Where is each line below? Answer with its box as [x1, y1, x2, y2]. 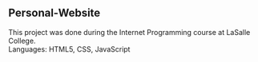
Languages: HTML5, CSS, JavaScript [8, 44, 131, 54]
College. [8, 36, 36, 45]
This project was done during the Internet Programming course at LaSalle [8, 27, 251, 37]
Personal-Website [8, 6, 101, 20]
